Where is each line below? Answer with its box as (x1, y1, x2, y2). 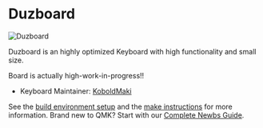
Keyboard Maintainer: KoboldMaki (19, 86, 132, 96)
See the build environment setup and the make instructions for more (8, 102, 233, 111)
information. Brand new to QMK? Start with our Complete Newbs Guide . (8, 110, 245, 120)
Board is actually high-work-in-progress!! (8, 70, 145, 80)
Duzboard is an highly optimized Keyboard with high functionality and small (8, 46, 257, 56)
